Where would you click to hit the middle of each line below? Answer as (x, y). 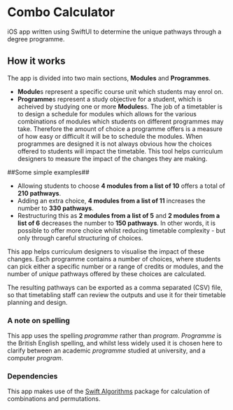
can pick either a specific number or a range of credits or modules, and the (115, 266)
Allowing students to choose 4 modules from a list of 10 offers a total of (121, 186)
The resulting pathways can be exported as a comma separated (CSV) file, (115, 287)
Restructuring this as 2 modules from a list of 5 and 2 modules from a (119, 215)
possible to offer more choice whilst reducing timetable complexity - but (121, 230)
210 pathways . (39, 193)
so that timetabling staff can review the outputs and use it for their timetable (116, 294)
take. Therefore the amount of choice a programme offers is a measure (120, 129)
